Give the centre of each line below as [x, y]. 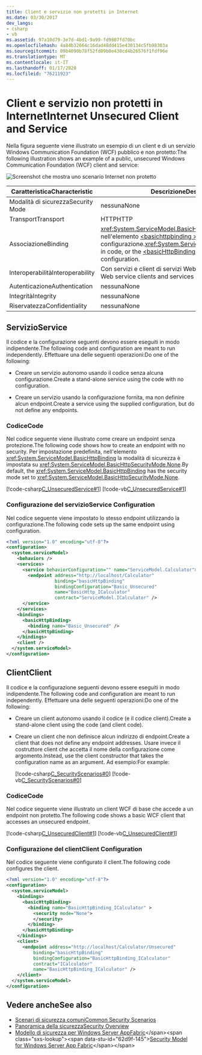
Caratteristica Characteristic [52, 192]
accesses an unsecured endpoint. [48, 822]
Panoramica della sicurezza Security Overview [72, 1026]
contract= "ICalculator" [63, 964]
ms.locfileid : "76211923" [38, 74]
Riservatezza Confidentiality [48, 306]
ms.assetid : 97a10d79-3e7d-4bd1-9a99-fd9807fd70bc [71, 40]
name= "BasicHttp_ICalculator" [92, 592]
